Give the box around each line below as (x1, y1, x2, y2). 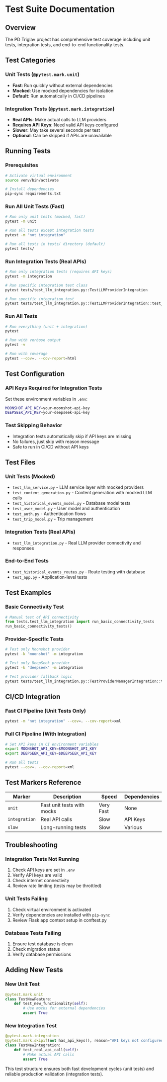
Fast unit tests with (40, 802, 84, 809)
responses (12, 545, 34, 551)
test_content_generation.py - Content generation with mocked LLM (12, 490, 153, 496)
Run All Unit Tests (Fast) (5, 203, 65, 210)
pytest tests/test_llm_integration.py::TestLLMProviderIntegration (5, 287, 148, 292)
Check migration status (12, 946, 61, 952)
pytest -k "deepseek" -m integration (5, 665, 83, 670)
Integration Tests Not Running (5, 856, 80, 863)
